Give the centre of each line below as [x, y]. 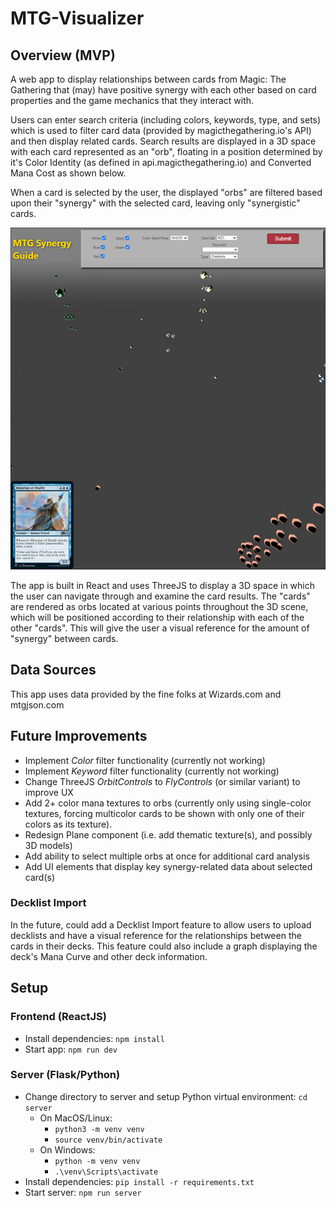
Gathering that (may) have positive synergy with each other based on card [163, 90]
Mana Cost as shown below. [68, 173]
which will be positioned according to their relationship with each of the [157, 617]
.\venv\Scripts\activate [106, 1172]
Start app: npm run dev [71, 1049]
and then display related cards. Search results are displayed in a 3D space [163, 141]
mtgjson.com [37, 704]
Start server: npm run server [83, 1192]
